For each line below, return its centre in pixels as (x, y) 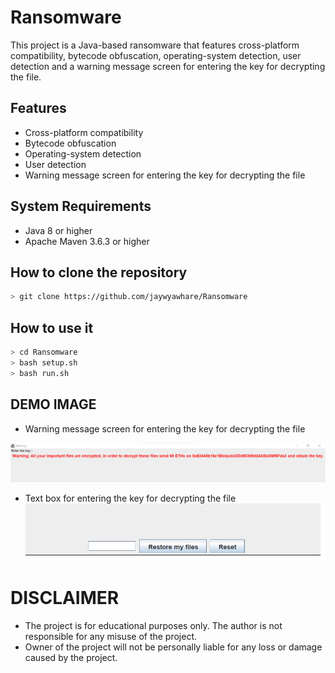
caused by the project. (71, 657)
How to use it (52, 327)
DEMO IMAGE (53, 404)
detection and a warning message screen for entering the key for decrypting (168, 66)
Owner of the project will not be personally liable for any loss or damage (173, 647)
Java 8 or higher (58, 230)
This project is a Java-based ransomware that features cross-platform (155, 45)
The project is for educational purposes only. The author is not (153, 625)
